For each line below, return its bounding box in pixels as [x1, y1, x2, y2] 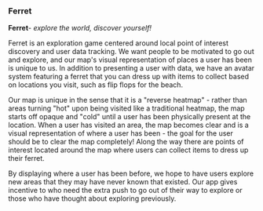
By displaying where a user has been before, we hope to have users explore [8, 169, 254, 178]
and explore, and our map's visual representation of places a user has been [8, 55, 253, 64]
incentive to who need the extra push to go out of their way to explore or [8, 186, 243, 195]
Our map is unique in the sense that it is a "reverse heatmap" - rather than [8, 96, 247, 105]
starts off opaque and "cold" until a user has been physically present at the [8, 112, 251, 122]
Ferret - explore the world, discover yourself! [8, 24, 152, 33]
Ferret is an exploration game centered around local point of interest [8, 38, 229, 48]
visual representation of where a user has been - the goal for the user [8, 129, 234, 138]
